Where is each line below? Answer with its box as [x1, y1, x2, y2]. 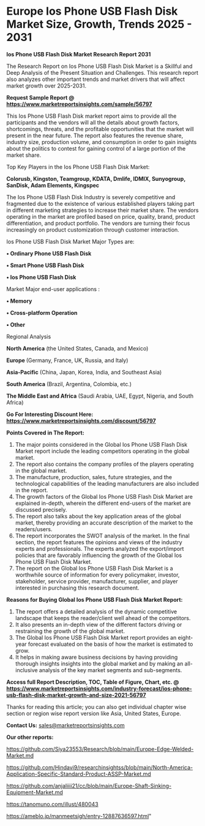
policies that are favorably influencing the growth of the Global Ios [15, 551, 182, 559]
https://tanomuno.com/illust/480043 [6, 800, 99, 808]
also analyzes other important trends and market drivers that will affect [6, 75, 185, 83]
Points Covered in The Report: [6, 429, 84, 436]
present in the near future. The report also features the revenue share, [6, 132, 184, 139]
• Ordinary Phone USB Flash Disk [6, 249, 92, 257]
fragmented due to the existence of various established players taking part [6, 200, 195, 207]
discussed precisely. [15, 506, 67, 513]
